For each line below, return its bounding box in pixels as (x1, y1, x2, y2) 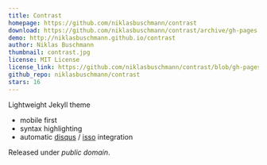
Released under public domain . (8, 148, 110, 157)
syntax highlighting (19, 124, 83, 133)
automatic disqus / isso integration (19, 132, 133, 141)
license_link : (8, 63, 56, 71)
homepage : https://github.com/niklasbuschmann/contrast (8, 19, 197, 27)
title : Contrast (8, 11, 62, 20)
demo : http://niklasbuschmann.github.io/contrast (8, 33, 176, 42)
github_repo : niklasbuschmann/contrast (8, 71, 141, 79)
